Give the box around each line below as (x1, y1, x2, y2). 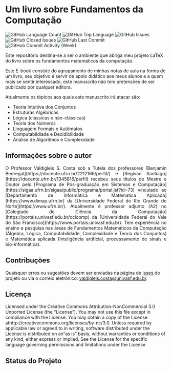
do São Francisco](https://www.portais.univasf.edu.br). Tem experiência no (5, 219, 167, 225)
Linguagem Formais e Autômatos (12, 126, 83, 132)
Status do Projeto (5, 356, 62, 365)
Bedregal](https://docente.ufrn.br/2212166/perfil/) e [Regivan (5, 170, 142, 176)
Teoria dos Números (12, 120, 56, 126)
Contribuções (5, 256, 50, 265)
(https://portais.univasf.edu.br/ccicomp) (5, 214, 90, 220)
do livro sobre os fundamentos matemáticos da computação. (5, 57, 134, 64)
